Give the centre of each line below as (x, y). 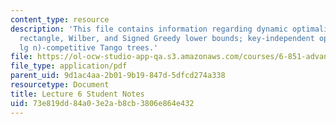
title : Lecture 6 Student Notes (77, 94)
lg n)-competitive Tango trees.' (89, 47)
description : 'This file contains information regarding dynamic (149, 29)
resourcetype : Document (60, 85)
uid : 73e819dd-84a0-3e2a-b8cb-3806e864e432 (102, 103)
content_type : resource (60, 19)
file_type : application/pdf (69, 66)
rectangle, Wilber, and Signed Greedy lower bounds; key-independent (167, 38)
